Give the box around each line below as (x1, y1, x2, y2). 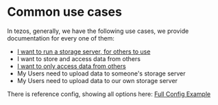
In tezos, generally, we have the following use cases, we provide (7, 27, 189, 35)
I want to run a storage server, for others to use (16, 47, 151, 56)
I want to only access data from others (16, 62, 126, 70)
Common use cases (7, 4, 122, 20)
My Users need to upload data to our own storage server (16, 76, 178, 84)
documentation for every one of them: (7, 34, 114, 42)
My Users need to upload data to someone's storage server (16, 69, 186, 78)
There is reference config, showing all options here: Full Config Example (7, 90, 211, 98)
